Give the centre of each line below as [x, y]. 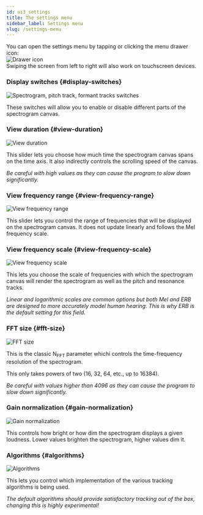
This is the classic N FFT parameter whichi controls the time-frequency [94, 354]
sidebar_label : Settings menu [45, 23]
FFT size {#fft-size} [36, 328]
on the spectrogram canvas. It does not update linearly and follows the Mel [101, 227]
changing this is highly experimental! [53, 505]
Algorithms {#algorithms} [46, 455]
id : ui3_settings [28, 12]
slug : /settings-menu [34, 29]
